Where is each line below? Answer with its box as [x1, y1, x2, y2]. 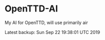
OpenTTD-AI [4, 3, 58, 14]
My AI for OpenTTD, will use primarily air [4, 19, 88, 25]
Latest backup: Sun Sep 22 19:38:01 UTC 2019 [4, 29, 100, 35]
